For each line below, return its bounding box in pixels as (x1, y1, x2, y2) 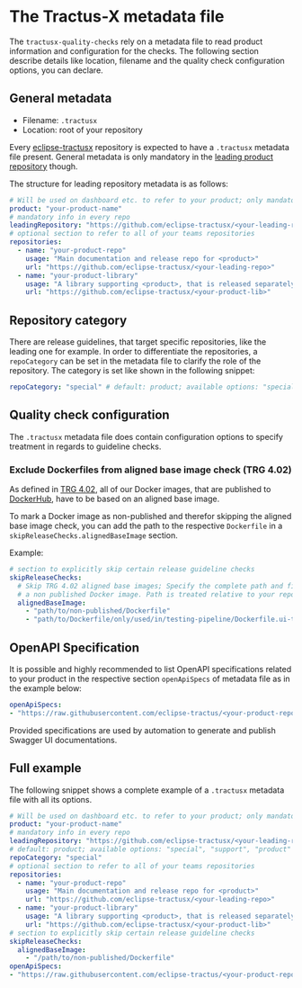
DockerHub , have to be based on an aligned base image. (9, 493, 220, 505)
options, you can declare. (9, 65, 103, 76)
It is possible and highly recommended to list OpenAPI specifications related (9, 663, 292, 674)
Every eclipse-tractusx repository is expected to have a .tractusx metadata (9, 141, 290, 152)
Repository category (9, 312, 128, 328)
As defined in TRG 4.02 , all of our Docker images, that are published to (9, 484, 271, 495)
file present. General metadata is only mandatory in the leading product (9, 151, 274, 162)
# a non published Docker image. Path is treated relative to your (17, 589, 276, 599)
